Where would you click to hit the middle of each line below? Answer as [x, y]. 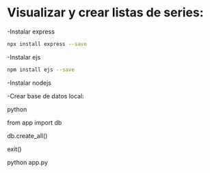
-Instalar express [31, 31]
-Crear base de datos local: [45, 96]
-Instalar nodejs [29, 83]
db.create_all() [27, 135]
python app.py [28, 162]
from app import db [35, 122]
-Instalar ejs [24, 57]
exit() [14, 149]
